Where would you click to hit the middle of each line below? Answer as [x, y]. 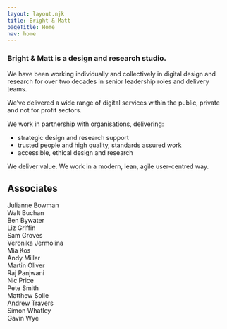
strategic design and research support [73, 137]
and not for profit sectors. [45, 110]
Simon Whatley [29, 311]
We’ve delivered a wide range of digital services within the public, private [114, 103]
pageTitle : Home [31, 27]
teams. [17, 88]
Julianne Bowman [33, 205]
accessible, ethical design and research [75, 152]
